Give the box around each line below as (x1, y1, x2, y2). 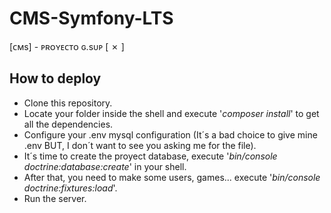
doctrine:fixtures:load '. (23, 182, 118, 194)
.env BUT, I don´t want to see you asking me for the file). (23, 139, 257, 151)
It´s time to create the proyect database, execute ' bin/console (23, 150, 278, 162)
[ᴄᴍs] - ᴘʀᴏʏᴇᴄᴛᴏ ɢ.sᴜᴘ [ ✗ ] (9, 40, 125, 52)
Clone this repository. (23, 97, 113, 109)
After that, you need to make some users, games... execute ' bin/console (23, 171, 321, 183)
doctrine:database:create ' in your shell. (23, 160, 187, 172)
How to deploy (9, 70, 102, 87)
